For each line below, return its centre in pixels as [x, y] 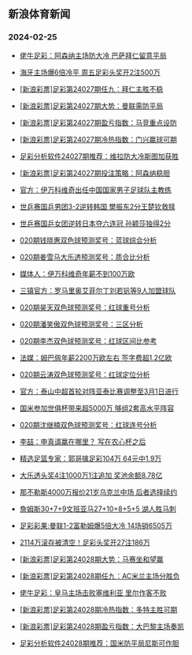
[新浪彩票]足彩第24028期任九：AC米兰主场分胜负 [100, 576]
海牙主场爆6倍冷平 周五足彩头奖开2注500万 [90, 72]
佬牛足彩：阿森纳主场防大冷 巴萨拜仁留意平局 [93, 55]
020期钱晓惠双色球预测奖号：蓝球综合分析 [88, 240]
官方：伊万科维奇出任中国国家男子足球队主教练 [95, 190]
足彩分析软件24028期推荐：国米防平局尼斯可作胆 [99, 643]
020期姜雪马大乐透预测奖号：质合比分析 [85, 257]
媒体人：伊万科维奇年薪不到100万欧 [77, 273]
